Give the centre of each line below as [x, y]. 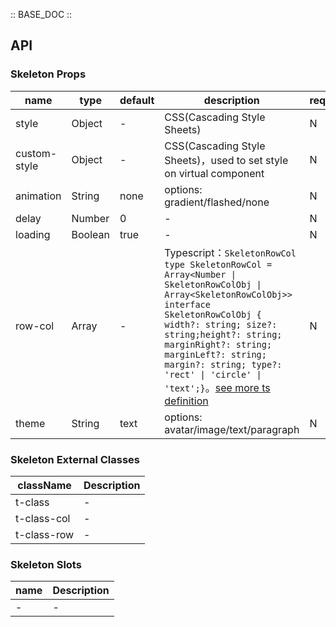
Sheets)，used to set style [226, 160]
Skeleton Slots [46, 564]
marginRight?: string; [218, 344]
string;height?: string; [223, 334]
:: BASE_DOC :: [41, 14]
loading [33, 234]
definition [186, 401]
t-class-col [43, 518]
